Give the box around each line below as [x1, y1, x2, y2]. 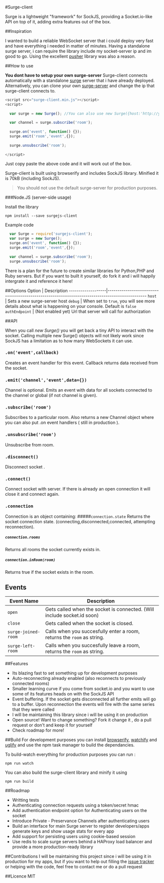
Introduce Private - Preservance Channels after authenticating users [12, 818, 150, 824]
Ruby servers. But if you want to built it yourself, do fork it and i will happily [5, 273, 156, 279]
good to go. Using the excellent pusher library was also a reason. [5, 53, 136, 59]
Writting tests [12, 797, 40, 803]
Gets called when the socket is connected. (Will [45, 606, 154, 613]
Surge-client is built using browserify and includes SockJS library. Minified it [5, 170, 159, 176]
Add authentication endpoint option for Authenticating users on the [12, 808, 147, 813]
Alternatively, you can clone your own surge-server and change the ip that [5, 83, 155, 89]
